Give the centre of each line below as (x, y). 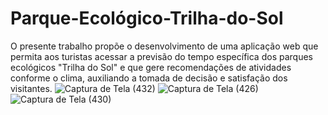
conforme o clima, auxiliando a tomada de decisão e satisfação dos (149, 78)
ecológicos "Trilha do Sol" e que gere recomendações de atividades (151, 67)
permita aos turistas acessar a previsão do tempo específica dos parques (161, 56)
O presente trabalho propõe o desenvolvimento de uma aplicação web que (164, 46)
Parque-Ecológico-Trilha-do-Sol (147, 18)
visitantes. (31, 88)
